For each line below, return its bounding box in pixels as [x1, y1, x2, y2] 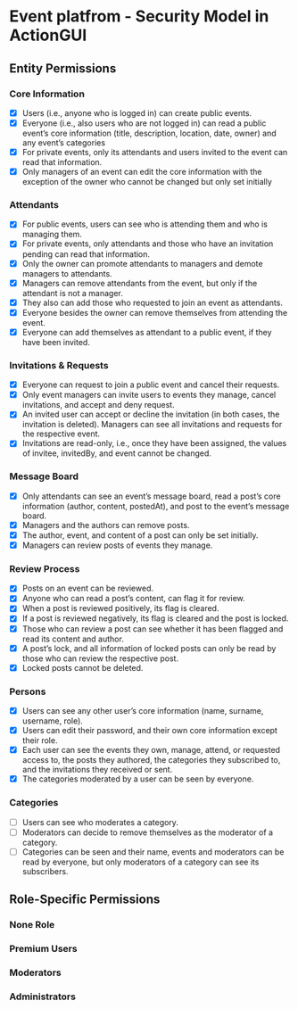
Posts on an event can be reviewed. [21, 583, 154, 594]
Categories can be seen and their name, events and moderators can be [21, 846, 285, 857]
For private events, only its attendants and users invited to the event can [21, 147, 288, 157]
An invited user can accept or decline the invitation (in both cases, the [21, 409, 280, 420]
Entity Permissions [9, 61, 117, 76]
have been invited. [21, 336, 91, 347]
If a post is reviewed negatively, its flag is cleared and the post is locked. [21, 613, 289, 624]
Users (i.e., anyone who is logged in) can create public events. [21, 107, 252, 118]
